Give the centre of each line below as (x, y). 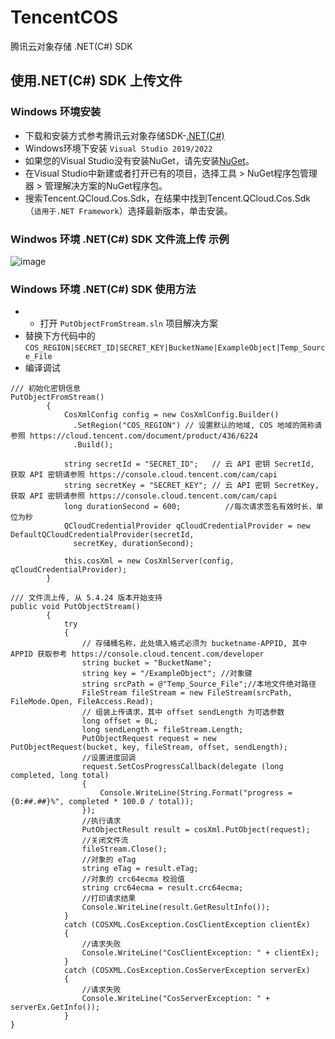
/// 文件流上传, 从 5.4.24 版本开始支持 (86, 598)
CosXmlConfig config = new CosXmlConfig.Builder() (171, 415)
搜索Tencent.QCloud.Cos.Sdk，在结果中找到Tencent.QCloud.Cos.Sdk (167, 198)
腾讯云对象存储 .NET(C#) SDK (71, 46)
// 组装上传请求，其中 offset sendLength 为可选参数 (183, 712)
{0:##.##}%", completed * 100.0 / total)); (102, 802)
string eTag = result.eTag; (140, 869)
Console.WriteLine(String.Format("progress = (196, 793)
